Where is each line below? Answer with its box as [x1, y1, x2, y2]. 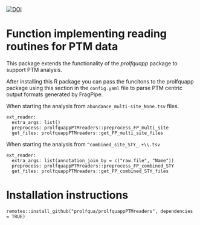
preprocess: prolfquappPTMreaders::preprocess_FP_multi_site [11, 125, 169, 131]
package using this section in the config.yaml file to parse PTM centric [6, 84, 183, 91]
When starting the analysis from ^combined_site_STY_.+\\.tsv [6, 140, 161, 148]
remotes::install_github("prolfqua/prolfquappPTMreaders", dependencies [6, 208, 193, 214]
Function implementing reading [6, 27, 167, 41]
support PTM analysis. [6, 66, 62, 73]
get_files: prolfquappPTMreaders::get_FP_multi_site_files [11, 130, 164, 136]
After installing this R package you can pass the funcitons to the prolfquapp [6, 77, 194, 85]
